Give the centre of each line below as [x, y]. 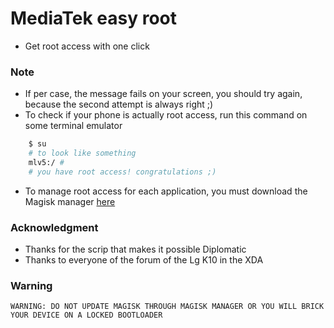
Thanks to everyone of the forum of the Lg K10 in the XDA [144, 260]
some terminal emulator [73, 126]
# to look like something [82, 153]
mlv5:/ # [46, 162]
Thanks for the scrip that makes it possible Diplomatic [135, 249]
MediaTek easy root [94, 18]
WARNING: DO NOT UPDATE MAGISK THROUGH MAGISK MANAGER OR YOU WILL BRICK [167, 307]
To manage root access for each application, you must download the [166, 191]
